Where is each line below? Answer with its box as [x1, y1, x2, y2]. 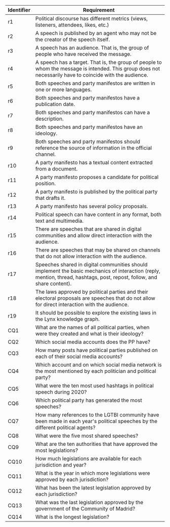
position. [35, 180, 56, 187]
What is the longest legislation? [35, 513, 110, 520]
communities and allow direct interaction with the [35, 232, 152, 239]
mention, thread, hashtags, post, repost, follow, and [35, 274, 157, 280]
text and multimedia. [35, 218, 84, 224]
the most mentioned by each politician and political [35, 368, 156, 374]
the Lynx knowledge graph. [35, 315, 100, 323]
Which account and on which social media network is [35, 361, 162, 368]
